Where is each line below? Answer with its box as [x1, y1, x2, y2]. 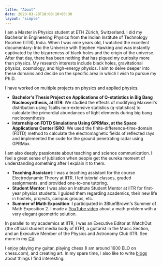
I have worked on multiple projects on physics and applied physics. [5, 85, 139, 91]
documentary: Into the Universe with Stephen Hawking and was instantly [5, 45, 150, 51]
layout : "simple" [5, 16, 40, 21]
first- [144, 185, 154, 191]
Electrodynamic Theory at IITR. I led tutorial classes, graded [12, 175, 132, 181]
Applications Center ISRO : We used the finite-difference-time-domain [12, 125, 153, 131]
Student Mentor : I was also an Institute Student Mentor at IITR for [12, 185, 143, 191]
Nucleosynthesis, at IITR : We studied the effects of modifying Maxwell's [12, 100, 158, 106]
